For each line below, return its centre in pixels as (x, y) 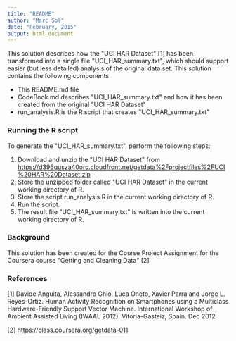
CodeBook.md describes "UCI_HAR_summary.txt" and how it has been (120, 97)
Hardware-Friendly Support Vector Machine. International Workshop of (110, 309)
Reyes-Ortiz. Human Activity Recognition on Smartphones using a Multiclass (118, 302)
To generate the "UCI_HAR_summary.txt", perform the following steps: (109, 146)
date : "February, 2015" (42, 27)
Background (29, 237)
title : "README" (31, 14)
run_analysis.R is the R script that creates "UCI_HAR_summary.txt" (113, 112)
